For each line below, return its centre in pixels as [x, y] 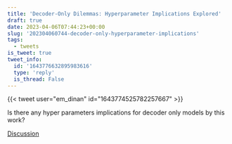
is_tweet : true [30, 53]
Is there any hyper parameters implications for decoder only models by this [116, 112]
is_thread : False [39, 79]
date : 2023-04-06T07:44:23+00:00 [56, 27]
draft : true [25, 20]
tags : [15, 40]
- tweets [26, 46]
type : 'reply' [34, 72]
